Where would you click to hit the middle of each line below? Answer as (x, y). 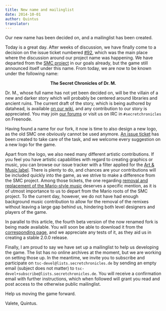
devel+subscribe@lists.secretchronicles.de (51, 274)
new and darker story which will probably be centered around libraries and (81, 98)
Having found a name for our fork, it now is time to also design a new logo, (81, 129)
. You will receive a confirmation (129, 274)
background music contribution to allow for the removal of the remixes (77, 202)
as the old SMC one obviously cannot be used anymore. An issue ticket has (82, 134)
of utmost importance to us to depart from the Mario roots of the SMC (76, 191)
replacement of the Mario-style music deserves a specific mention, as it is (81, 186)
